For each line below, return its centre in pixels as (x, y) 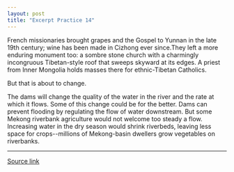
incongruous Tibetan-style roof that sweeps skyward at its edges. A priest (114, 62)
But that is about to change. (47, 83)
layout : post (26, 14)
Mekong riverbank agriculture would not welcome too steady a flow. (105, 118)
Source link (23, 161)
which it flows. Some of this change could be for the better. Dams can (107, 104)
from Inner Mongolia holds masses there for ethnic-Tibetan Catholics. (107, 70)
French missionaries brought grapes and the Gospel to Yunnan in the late (112, 40)
